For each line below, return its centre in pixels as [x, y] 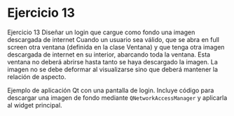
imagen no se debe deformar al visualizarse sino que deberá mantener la [113, 69]
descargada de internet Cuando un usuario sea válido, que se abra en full [113, 39]
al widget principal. [35, 105]
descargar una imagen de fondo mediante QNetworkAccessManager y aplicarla [117, 97]
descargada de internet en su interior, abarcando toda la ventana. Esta [109, 55]
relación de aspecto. [37, 77]
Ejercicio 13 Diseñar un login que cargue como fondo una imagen [101, 32]
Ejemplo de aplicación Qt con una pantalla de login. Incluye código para [111, 90]
